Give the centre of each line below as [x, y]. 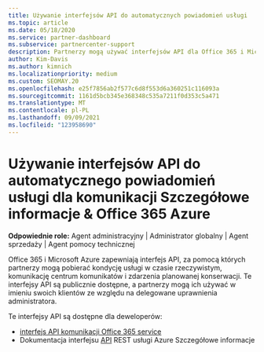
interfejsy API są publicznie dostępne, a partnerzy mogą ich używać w [122, 284]
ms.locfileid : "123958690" [52, 125]
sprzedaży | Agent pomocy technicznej [71, 244]
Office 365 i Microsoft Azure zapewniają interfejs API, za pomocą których [127, 259]
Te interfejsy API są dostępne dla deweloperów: [85, 316]
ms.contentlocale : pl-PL [49, 111]
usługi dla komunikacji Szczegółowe [129, 197]
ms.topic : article [38, 23]
